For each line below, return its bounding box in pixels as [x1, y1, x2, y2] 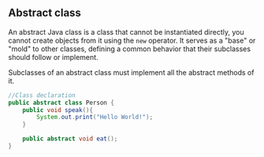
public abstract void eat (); [22, 135, 118, 143]
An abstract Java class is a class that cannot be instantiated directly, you [8, 27, 244, 36]
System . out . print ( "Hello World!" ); [36, 114, 154, 121]
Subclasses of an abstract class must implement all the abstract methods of [8, 67, 255, 77]
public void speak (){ [22, 106, 93, 114]
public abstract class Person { [8, 99, 114, 107]
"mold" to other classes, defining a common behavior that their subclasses [8, 43, 251, 54]
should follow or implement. [8, 52, 99, 62]
